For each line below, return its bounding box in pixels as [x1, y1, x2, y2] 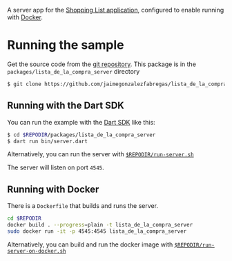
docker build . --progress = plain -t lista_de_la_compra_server [7, 222, 193, 229]
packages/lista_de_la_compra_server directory [7, 67, 140, 75]
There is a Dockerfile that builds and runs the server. [7, 202, 159, 210]
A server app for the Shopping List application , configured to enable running [7, 6, 224, 14]
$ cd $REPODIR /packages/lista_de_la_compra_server [7, 131, 156, 138]
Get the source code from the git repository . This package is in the [7, 60, 197, 68]
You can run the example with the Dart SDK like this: [7, 118, 155, 126]
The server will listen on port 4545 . [7, 163, 105, 171]
